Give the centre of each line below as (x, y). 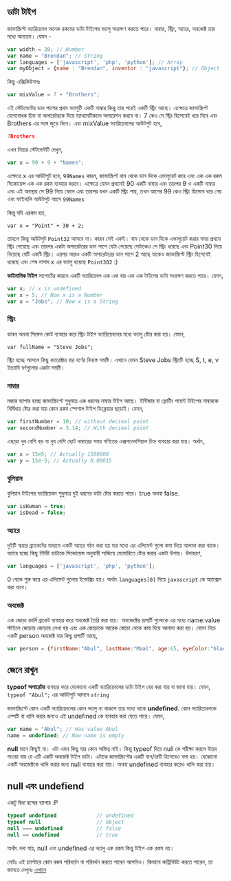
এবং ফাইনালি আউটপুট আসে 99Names (46, 199)
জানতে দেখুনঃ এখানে (27, 869)
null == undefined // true (63, 835)
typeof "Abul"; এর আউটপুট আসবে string (58, 694)
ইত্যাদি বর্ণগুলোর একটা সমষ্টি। (36, 368)
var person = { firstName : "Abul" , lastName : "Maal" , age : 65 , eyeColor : (109, 649)
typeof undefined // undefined (70, 816)
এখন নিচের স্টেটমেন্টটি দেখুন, (35, 150)
